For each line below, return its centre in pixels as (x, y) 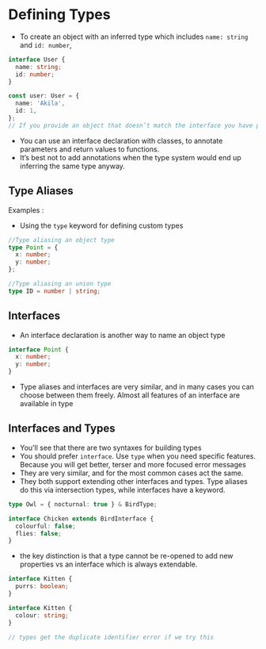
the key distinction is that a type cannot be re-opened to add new (126, 556)
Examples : (26, 210)
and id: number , (46, 44)
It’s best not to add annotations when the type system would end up (130, 157)
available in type (46, 404)
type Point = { (33, 248)
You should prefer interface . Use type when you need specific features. (137, 456)
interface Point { (38, 349)
